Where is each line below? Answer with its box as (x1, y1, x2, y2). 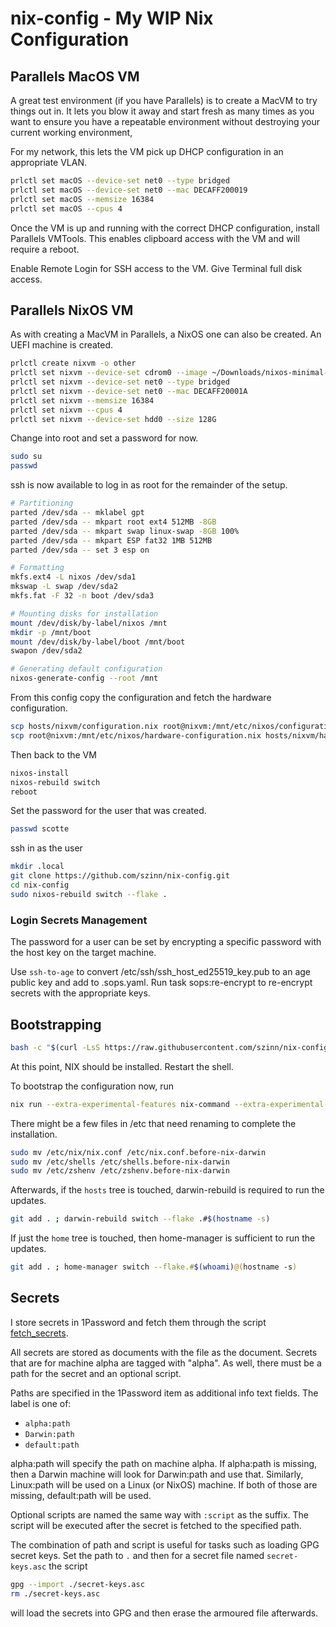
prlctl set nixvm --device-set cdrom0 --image (10, 368, 208, 378)
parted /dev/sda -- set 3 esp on (10, 545, 150, 555)
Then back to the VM (10, 748, 97, 761)
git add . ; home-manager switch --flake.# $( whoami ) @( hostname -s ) (10, 1262, 298, 1272)
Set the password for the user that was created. (10, 805, 207, 817)
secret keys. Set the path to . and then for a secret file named (10, 1549, 265, 1561)
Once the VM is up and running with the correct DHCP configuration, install (10, 222, 320, 234)
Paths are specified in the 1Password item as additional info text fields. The (10, 1387, 319, 1399)
